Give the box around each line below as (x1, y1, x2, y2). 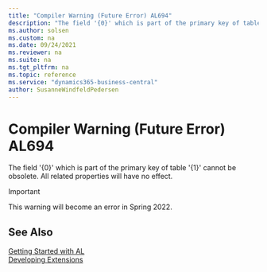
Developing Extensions (8, 255, 83, 265)
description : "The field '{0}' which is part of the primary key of (8, 19, 240, 27)
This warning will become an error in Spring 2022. (8, 202, 172, 212)
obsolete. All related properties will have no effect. (8, 172, 173, 181)
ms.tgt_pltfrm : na (8, 64, 69, 72)
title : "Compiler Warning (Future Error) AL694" (8, 11, 172, 20)
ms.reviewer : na (8, 49, 62, 56)
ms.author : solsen (8, 26, 69, 34)
